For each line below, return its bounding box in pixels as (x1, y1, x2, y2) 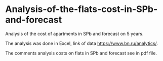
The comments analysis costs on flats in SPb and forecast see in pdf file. (5, 50, 157, 56)
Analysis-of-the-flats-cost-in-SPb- (5, 3, 158, 15)
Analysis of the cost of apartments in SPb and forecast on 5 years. (5, 30, 144, 36)
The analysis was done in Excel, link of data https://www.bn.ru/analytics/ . (5, 40, 158, 46)
